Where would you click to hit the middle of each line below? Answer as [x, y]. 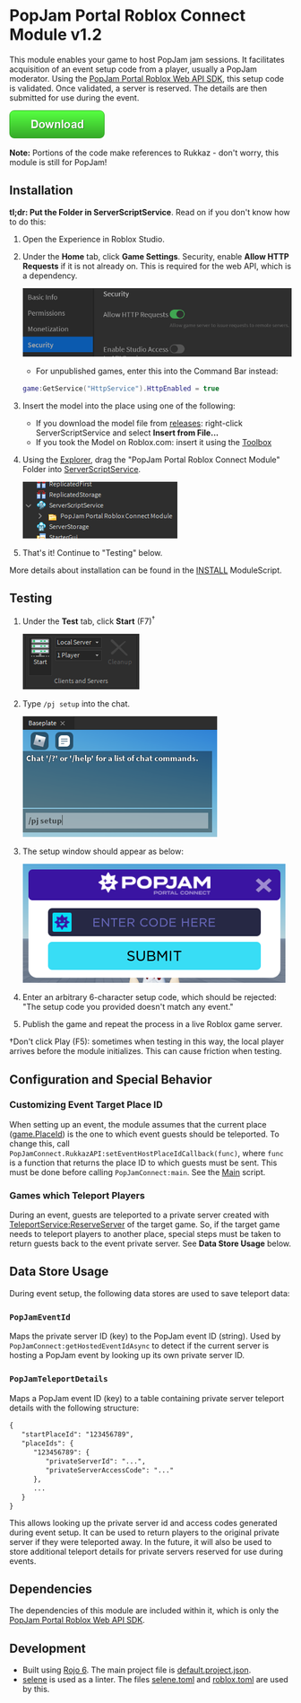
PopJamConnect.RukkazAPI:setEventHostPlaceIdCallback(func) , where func [146, 1153]
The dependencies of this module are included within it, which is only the [144, 1611]
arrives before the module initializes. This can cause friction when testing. [146, 1051]
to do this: [28, 222]
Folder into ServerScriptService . [82, 469]
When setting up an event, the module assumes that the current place [138, 1124]
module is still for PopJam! [58, 162]
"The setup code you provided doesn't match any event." [128, 1007]
